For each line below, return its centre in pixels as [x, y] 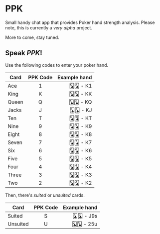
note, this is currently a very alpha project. [49, 27]
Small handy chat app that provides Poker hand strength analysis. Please [80, 22]
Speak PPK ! [24, 53]
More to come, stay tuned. [32, 37]
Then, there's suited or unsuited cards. [45, 195]
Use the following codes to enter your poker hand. [57, 65]
